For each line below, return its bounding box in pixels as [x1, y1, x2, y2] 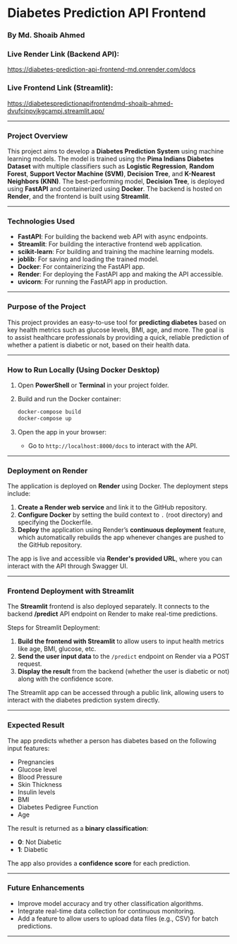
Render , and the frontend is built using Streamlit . [7, 192, 150, 200]
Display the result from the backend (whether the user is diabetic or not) [17, 667, 230, 676]
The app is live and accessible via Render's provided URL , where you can [7, 554, 223, 563]
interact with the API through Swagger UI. [7, 561, 128, 570]
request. [17, 660, 42, 668]
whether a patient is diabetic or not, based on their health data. [7, 340, 190, 349]
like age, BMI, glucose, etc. [17, 645, 97, 653]
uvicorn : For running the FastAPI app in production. [17, 277, 168, 286]
